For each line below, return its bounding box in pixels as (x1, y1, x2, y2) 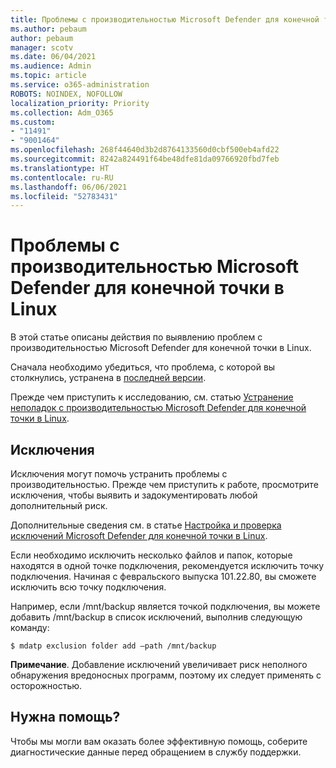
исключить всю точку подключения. (10, 581, 167, 593)
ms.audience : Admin (10, 61, 92, 71)
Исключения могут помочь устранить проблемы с (10, 468, 228, 480)
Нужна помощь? (10, 709, 121, 726)
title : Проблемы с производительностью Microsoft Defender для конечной (10, 14, 320, 25)
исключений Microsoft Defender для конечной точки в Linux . (10, 530, 268, 541)
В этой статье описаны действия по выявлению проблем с (10, 331, 263, 343)
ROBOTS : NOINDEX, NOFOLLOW (10, 89, 123, 99)
